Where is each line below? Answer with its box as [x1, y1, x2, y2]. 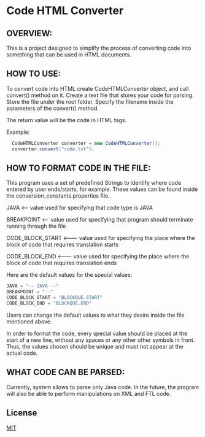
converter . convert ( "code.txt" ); [12, 145, 95, 152]
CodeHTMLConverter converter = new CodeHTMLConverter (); [12, 140, 161, 146]
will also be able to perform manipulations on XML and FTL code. [6, 390, 171, 397]
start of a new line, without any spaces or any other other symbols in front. [6, 336, 195, 344]
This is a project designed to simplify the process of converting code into [6, 44, 191, 52]
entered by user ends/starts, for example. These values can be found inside [6, 185, 198, 193]
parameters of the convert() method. [6, 104, 99, 112]
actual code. [6, 349, 38, 357]
